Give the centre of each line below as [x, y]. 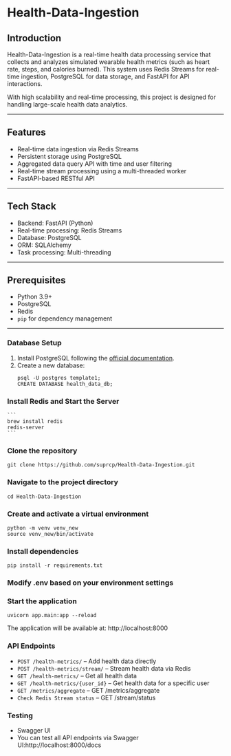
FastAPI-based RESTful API [56, 178]
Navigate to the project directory [63, 482]
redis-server [26, 428]
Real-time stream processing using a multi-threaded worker [102, 171]
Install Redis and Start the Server [63, 401]
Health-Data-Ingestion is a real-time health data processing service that [109, 54]
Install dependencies [43, 551]
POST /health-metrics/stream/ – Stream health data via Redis [104, 668]
